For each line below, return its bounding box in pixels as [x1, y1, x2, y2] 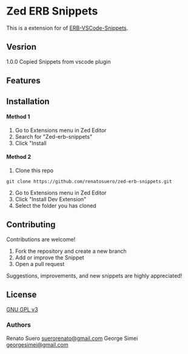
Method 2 [6, 153, 32, 161]
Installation [6, 96, 50, 107]
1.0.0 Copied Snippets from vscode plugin [6, 58, 111, 65]
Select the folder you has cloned [15, 202, 96, 209]
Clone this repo [15, 167, 53, 174]
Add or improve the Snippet [15, 253, 84, 261]
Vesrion [6, 42, 36, 52]
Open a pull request [15, 260, 65, 267]
